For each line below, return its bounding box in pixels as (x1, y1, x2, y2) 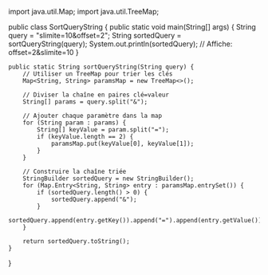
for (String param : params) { (22, 119, 127, 127)
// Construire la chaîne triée (22, 167, 127, 175)
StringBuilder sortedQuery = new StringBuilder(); (22, 175, 195, 183)
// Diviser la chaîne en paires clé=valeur (22, 91, 170, 99)
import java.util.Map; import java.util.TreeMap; (8, 7, 160, 16)
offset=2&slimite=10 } (8, 48, 79, 57)
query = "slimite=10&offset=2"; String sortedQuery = (8, 31, 182, 40)
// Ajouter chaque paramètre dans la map (22, 112, 162, 120)
